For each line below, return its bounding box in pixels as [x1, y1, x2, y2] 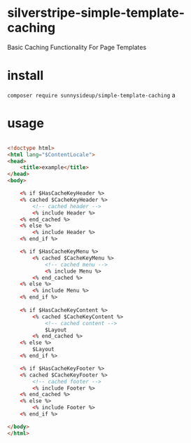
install [7, 68, 44, 83]
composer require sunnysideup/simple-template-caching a [7, 90, 176, 99]
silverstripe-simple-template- [7, 5, 185, 21]
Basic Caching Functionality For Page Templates [7, 43, 147, 51]
